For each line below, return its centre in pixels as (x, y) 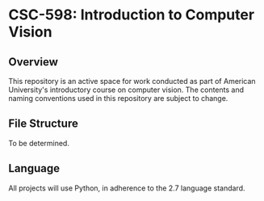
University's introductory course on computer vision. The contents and (126, 90)
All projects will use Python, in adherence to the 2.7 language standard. (127, 188)
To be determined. (39, 143)
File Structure (43, 124)
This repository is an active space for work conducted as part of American (132, 81)
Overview (34, 62)
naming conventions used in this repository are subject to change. (118, 98)
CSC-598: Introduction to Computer (132, 15)
